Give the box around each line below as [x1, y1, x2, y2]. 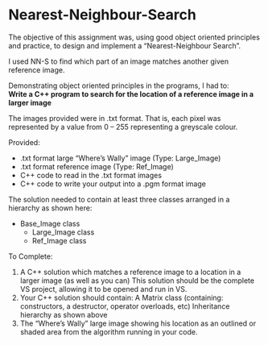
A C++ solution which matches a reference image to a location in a [19, 267, 241, 276]
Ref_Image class [31, 235, 87, 245]
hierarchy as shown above [19, 310, 108, 319]
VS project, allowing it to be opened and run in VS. [19, 284, 188, 293]
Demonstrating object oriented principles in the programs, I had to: [8, 81, 229, 90]
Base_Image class [19, 218, 80, 228]
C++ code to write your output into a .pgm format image [19, 179, 207, 189]
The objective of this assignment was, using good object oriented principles [8, 32, 260, 42]
